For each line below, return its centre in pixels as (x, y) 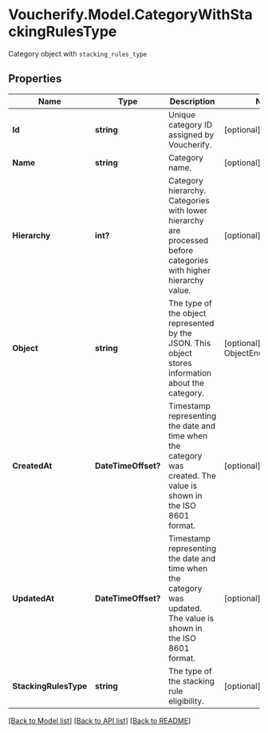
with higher (190, 270)
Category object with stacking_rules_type (78, 53)
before (181, 250)
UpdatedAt (33, 598)
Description (192, 101)
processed (189, 240)
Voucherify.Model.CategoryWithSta (130, 15)
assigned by (191, 135)
